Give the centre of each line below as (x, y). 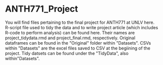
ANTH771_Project (41, 9)
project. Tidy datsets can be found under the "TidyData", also (67, 53)
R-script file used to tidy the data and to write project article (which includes (82, 27)
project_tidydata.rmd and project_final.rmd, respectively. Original (70, 38)
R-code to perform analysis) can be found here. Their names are (70, 32)
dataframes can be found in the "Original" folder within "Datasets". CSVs (78, 43)
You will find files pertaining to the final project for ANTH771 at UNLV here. (80, 22)
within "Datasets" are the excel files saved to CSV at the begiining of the (78, 48)
